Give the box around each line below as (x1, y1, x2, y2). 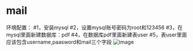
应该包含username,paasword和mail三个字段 (6, 38, 112, 45)
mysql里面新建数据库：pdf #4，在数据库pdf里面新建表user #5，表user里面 (6, 31, 188, 38)
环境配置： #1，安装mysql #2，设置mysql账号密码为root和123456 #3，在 (6, 24, 183, 31)
